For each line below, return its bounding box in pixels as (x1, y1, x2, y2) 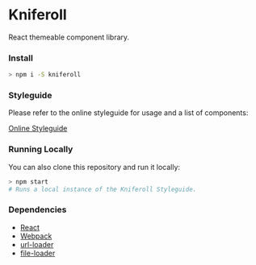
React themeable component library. (8, 32, 130, 42)
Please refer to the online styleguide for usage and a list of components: (8, 108, 249, 118)
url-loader (19, 239, 54, 249)
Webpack (19, 231, 52, 241)
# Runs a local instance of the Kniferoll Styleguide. (8, 185, 197, 193)
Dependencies (8, 204, 67, 215)
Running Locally (8, 143, 73, 155)
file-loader (19, 248, 56, 258)
